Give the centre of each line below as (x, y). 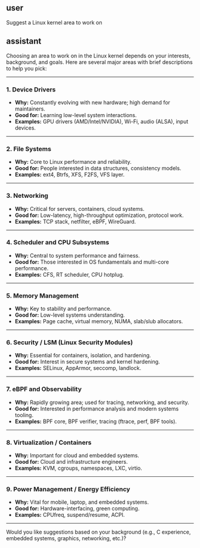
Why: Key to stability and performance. (63, 309)
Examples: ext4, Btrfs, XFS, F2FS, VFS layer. (70, 174)
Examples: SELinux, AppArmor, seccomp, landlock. (78, 368)
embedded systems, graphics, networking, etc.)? (66, 538)
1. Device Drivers (31, 89)
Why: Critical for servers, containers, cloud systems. (79, 209)
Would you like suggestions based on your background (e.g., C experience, (99, 532)
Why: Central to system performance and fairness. (77, 255)
